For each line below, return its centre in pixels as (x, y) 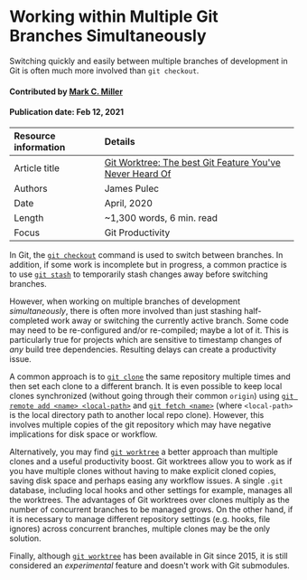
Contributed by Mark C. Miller (66, 91)
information (40, 147)
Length (29, 217)
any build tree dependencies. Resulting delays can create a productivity (143, 349)
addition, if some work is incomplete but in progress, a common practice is (148, 264)
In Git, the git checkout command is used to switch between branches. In (146, 254)
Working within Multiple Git (114, 17)
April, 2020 (129, 203)
